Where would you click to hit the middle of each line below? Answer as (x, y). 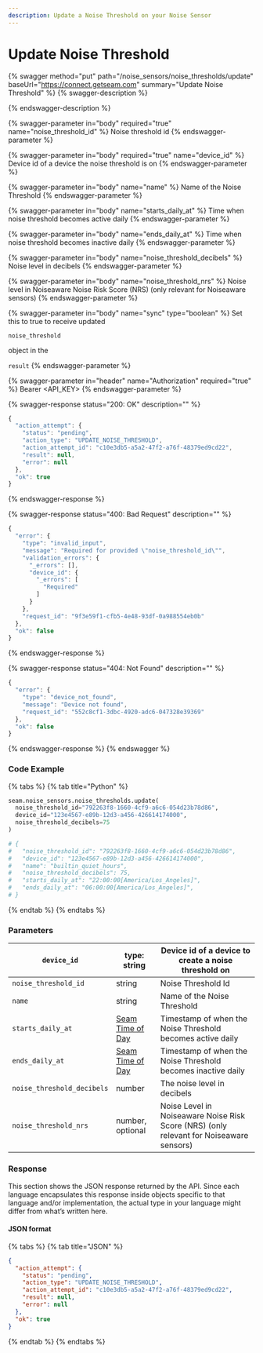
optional (131, 1131)
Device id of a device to (205, 950)
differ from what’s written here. (58, 1211)
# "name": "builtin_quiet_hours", (68, 866)
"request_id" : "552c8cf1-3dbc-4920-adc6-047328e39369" (113, 712)
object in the (28, 350)
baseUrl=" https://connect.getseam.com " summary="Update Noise (116, 84)
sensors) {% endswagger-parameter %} (73, 297)
